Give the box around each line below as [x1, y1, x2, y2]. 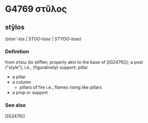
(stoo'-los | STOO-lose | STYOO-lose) [5, 36, 82, 42]
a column [12, 79, 31, 85]
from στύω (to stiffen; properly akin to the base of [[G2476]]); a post [5, 59, 143, 65]
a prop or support [12, 90, 48, 96]
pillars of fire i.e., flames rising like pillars [19, 84, 102, 90]
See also [5, 102, 26, 109]
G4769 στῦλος [5, 3, 67, 15]
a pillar [12, 74, 26, 80]
